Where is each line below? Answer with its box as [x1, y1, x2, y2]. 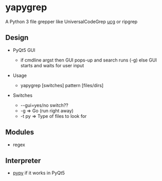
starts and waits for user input [20, 62, 84, 68]
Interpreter [5, 156, 41, 165]
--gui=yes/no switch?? [20, 102, 68, 108]
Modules [5, 128, 34, 137]
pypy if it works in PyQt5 [12, 170, 65, 176]
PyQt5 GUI [12, 47, 35, 53]
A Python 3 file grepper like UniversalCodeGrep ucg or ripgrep [5, 18, 138, 25]
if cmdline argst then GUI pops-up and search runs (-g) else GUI [20, 57, 157, 63]
